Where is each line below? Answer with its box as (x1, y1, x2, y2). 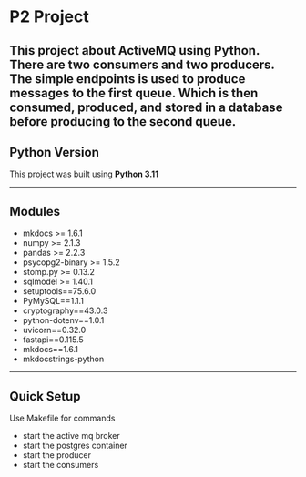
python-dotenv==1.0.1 (22, 315, 105, 326)
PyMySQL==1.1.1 (22, 296, 85, 307)
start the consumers (22, 460, 99, 471)
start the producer (22, 450, 91, 461)
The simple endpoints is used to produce (9, 71, 246, 86)
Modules (9, 203, 61, 219)
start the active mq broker (22, 431, 120, 441)
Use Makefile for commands (9, 412, 116, 424)
